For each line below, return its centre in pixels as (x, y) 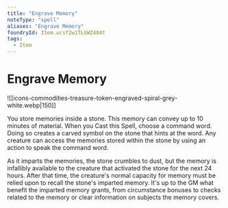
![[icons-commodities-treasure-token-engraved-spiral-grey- (92, 98)
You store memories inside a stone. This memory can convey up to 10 (105, 118)
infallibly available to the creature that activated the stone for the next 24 (110, 168)
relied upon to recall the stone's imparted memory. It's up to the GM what (111, 183)
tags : (15, 39)
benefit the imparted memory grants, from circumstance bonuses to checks (114, 190)
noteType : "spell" (33, 20)
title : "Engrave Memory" (42, 13)
